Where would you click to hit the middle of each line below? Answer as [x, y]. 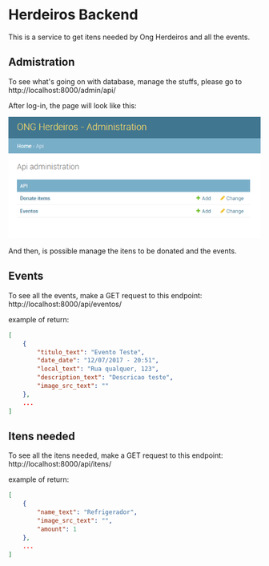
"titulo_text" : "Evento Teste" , [91, 352]
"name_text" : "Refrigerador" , [87, 512]
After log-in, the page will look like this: [73, 105]
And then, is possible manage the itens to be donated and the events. [123, 251]
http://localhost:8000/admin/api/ [62, 90]
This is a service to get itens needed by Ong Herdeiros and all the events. [129, 37]
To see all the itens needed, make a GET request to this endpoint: [116, 455]
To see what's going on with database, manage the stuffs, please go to [125, 81]
